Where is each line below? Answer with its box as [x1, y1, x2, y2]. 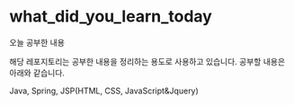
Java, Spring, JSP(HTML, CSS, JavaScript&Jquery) [9, 85, 200, 96]
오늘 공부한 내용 [9, 37, 66, 48]
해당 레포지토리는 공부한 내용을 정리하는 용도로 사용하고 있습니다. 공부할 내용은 [9, 56, 286, 66]
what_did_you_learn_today [9, 6, 213, 27]
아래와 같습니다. [9, 67, 66, 78]
